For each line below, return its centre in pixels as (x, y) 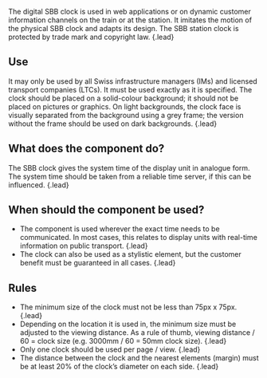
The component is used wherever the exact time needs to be (120, 229)
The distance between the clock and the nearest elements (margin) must (139, 358)
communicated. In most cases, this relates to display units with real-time (138, 238)
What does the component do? (86, 149)
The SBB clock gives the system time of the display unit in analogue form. (129, 167)
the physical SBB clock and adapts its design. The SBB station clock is (124, 28)
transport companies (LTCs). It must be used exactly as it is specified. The (130, 89)
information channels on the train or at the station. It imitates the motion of (130, 20)
